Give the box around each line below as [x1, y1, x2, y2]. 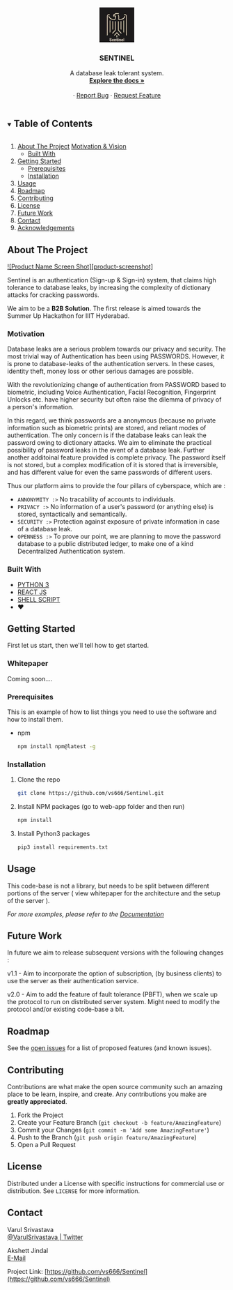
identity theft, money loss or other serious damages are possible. [7, 367, 193, 376]
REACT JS [17, 588, 47, 596]
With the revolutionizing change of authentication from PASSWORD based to [7, 381, 227, 389]
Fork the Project [17, 1111, 64, 1119]
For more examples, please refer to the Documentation [7, 910, 165, 918]
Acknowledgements [17, 224, 75, 232]
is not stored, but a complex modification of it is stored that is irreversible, [7, 461, 218, 469]
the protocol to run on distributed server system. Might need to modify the [7, 998, 220, 1006]
